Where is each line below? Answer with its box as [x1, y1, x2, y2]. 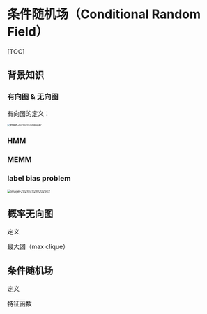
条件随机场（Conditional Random [7, 6, 201, 22]
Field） [7, 24, 49, 40]
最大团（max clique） [7, 242, 70, 251]
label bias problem [7, 173, 71, 183]
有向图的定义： [7, 109, 50, 117]
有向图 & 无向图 [7, 92, 59, 102]
